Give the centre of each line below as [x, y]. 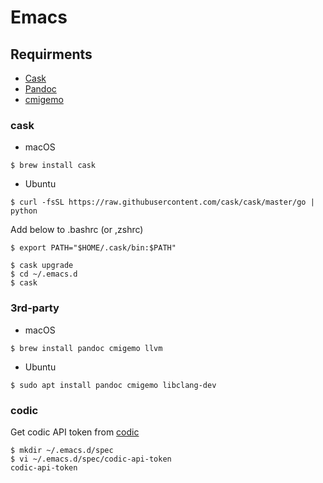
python [24, 211]
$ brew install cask [53, 166]
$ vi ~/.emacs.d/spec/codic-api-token [91, 459]
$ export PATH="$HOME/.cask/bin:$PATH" [93, 248]
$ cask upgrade [42, 266]
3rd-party [35, 308]
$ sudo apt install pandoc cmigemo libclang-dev [113, 385]
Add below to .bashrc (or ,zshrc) [77, 230]
